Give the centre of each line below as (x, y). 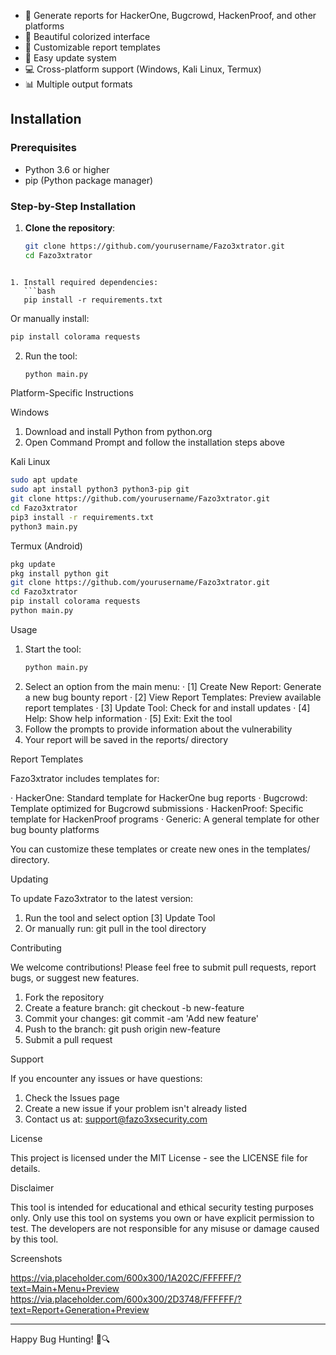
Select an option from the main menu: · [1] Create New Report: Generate (173, 686)
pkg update (33, 564)
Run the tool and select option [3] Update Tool (120, 917)
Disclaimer (32, 1187)
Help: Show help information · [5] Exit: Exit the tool (128, 718)
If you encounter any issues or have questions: (106, 1078)
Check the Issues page (72, 1097)
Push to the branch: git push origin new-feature (122, 1029)
